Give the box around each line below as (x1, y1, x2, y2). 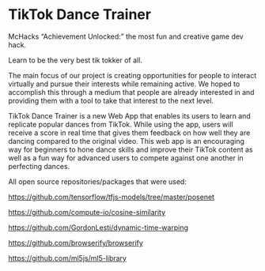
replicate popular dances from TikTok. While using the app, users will (8, 119, 233, 129)
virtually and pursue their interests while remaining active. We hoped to (8, 79, 240, 88)
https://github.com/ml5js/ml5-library (8, 253, 127, 262)
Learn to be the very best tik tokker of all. (8, 55, 142, 65)
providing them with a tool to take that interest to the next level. (8, 96, 214, 105)
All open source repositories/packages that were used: (8, 176, 187, 186)
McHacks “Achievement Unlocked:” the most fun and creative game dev (8, 32, 244, 41)
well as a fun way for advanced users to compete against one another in (8, 152, 244, 163)
